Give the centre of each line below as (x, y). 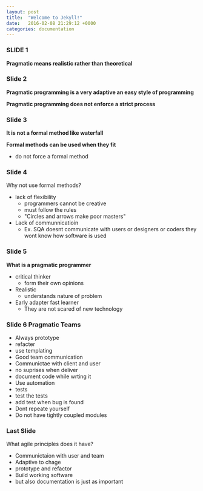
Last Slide (21, 430)
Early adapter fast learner (47, 302)
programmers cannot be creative (65, 203)
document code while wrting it (53, 376)
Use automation (35, 383)
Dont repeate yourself (42, 409)
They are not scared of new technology (73, 309)
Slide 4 (17, 172)
